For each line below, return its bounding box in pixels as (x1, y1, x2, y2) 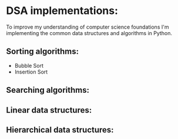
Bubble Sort (14, 62, 44, 69)
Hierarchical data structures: (6, 124, 114, 135)
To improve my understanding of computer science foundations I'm (6, 23, 169, 30)
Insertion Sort (14, 68, 48, 75)
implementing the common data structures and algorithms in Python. (6, 29, 172, 36)
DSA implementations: (6, 4, 119, 18)
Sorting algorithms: (6, 47, 79, 57)
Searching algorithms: (6, 85, 90, 95)
